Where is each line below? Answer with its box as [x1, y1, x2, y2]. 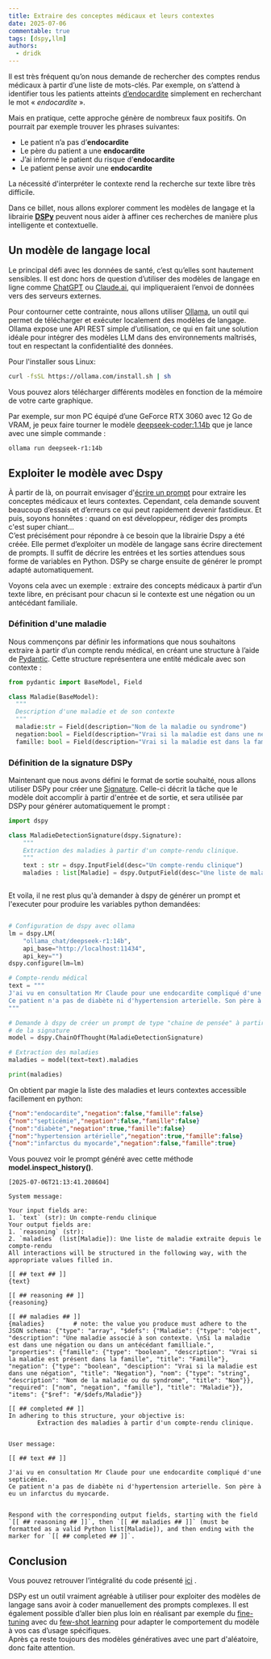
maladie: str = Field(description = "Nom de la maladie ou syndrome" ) [15, 723, 248, 731]
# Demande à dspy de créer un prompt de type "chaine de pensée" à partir [8, 1018, 265, 1027]
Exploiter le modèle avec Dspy [8, 466, 164, 480]
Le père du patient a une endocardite [19, 146, 145, 155]
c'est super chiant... [8, 523, 74, 532]
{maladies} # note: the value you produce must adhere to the [8, 1320, 248, 1328]
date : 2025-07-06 [8, 19, 67, 28]
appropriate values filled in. [8, 1256, 114, 1264]
